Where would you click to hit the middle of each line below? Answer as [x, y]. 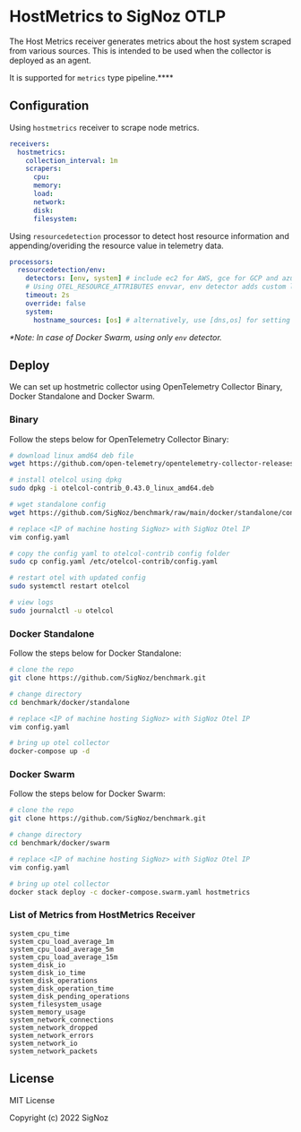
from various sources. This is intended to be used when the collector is [140, 50]
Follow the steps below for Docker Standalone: [95, 653]
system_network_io [43, 1043]
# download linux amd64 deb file [72, 455]
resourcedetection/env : [61, 270]
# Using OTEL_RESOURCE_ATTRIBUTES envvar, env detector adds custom [156, 287]
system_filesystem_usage [56, 1004]
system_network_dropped [54, 1027]
